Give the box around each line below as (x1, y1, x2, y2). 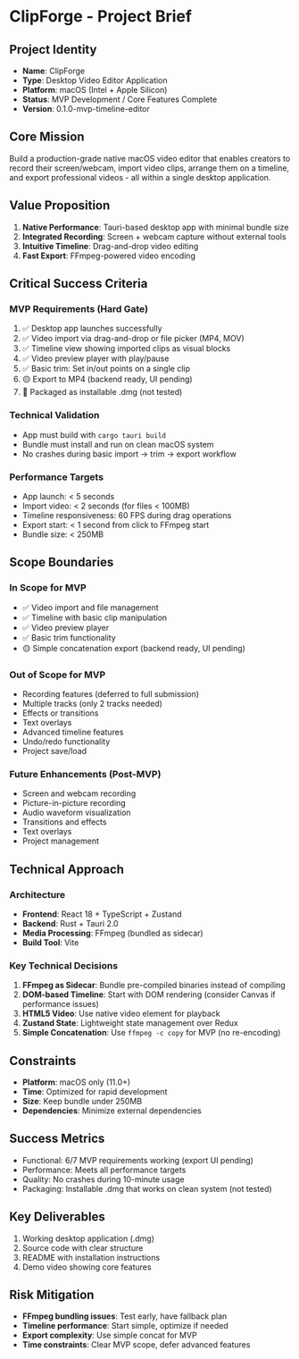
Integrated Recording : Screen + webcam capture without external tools (21, 231, 287, 242)
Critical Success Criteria (9, 276, 148, 291)
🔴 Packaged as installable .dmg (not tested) (21, 387, 183, 398)
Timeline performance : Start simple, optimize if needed (21, 1321, 229, 1331)
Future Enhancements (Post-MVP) (9, 768, 162, 780)
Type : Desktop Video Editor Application (21, 75, 168, 86)
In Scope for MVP (9, 582, 87, 594)
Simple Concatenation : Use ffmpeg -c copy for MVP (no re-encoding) (21, 1028, 281, 1038)
